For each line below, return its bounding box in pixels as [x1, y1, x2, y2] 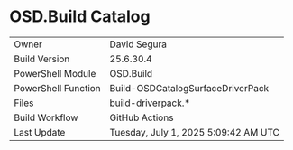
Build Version [14, 52, 70, 65]
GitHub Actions [109, 111, 174, 124]
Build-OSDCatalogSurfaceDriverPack [109, 81, 270, 94]
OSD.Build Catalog [9, 6, 151, 27]
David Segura [109, 38, 167, 51]
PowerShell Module [14, 67, 96, 80]
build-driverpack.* [109, 97, 191, 109]
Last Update [14, 126, 66, 138]
